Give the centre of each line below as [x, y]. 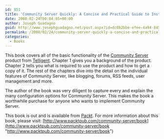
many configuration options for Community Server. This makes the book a [79, 96]
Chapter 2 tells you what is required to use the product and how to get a [77, 65]
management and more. [29, 81]
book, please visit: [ [25, 120]
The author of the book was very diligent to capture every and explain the [79, 90]
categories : [17, 37]
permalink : [16, 32]
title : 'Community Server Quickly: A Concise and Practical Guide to [77, 14]
